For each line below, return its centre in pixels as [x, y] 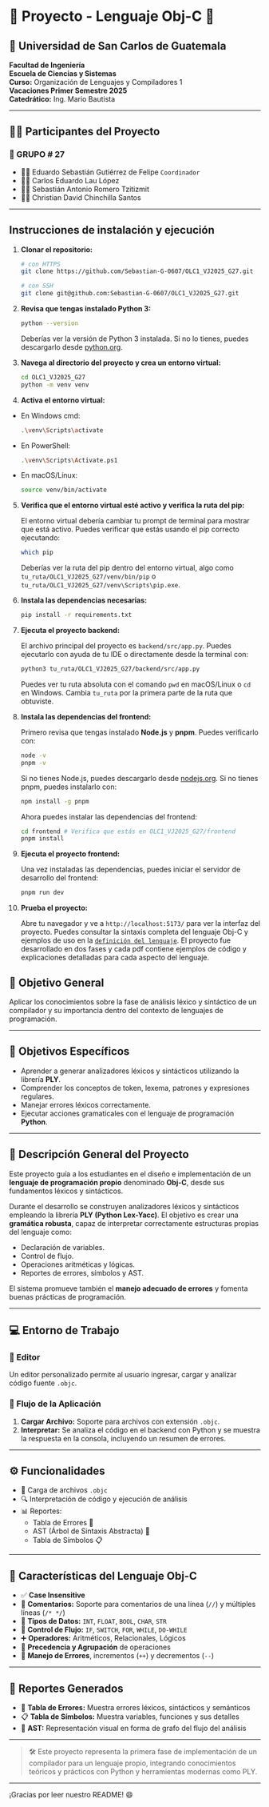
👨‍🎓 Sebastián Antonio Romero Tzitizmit [85, 189]
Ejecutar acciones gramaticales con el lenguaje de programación [127, 1113]
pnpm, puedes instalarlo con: [69, 787]
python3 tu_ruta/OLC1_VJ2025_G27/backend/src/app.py [110, 669]
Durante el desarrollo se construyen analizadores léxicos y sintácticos [124, 1206]
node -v [33, 755]
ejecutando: [40, 538]
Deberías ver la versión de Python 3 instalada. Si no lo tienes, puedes [134, 339]
